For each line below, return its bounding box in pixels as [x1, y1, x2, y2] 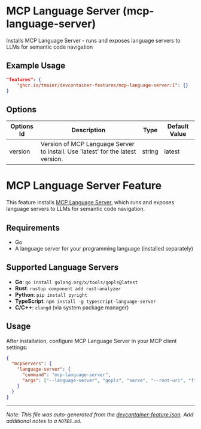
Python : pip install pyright [14, 291, 88, 298]
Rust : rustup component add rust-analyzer [14, 284, 121, 292]
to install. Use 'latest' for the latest [40, 147, 136, 156]
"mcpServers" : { [11, 361, 52, 367]
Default [167, 122, 189, 130]
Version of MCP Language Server [40, 140, 135, 148]
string [142, 147, 159, 156]
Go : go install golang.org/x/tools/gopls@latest [14, 278, 138, 285]
